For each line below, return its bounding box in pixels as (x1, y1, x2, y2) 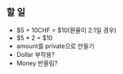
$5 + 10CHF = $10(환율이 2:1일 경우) (16, 26, 117, 34)
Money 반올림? (16, 59, 58, 67)
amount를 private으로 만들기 (16, 42, 95, 50)
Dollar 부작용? (16, 50, 55, 58)
